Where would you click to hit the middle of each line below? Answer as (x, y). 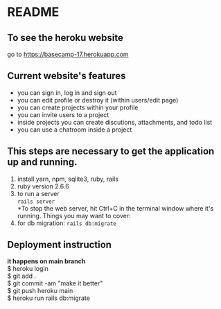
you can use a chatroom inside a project (74, 130)
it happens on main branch (46, 261)
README (33, 12)
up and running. (42, 162)
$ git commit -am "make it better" (55, 283)
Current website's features (67, 76)
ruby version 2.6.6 (43, 186)
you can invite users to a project (63, 114)
